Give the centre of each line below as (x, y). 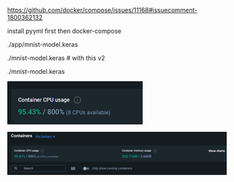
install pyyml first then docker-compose (64, 31)
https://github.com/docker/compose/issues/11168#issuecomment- (102, 10)
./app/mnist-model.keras (43, 44)
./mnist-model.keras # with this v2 (56, 58)
